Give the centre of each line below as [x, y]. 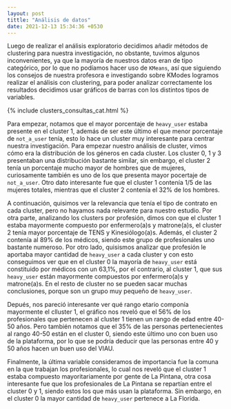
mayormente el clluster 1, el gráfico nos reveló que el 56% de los [99, 312]
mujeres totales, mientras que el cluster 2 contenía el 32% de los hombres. [113, 190]
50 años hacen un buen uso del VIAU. [61, 348]
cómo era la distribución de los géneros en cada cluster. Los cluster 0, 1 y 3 [114, 153]
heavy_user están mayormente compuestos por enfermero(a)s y [98, 277]
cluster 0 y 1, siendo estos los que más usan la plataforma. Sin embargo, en [114, 391]
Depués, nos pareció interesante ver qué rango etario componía [98, 305]
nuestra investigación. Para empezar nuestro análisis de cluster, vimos [107, 146]
